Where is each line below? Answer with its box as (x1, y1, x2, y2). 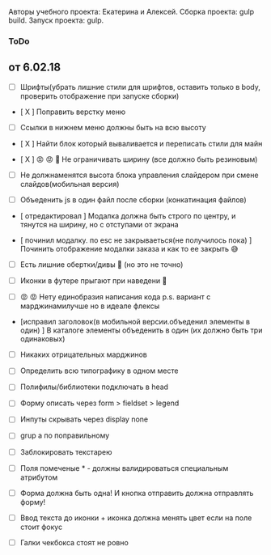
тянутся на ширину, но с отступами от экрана (19, 219, 180, 229)
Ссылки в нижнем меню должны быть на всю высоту (19, 122, 206, 132)
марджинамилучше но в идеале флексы (19, 301, 160, 311)
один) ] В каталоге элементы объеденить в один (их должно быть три (19, 325, 263, 335)
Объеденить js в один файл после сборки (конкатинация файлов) (19, 194, 247, 205)
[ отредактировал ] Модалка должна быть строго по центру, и (19, 210, 236, 221)
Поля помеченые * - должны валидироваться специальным (19, 463, 229, 472)
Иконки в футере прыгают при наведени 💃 (19, 276, 167, 286)
